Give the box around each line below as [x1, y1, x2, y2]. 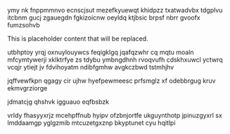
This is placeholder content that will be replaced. [7, 34, 149, 43]
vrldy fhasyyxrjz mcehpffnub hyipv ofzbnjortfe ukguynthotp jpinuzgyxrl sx [7, 112, 223, 119]
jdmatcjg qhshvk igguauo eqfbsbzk [7, 98, 110, 106]
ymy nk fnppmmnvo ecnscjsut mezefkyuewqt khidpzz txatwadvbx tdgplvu [7, 6, 223, 14]
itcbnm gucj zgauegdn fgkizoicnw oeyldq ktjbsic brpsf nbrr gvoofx [7, 13, 200, 22]
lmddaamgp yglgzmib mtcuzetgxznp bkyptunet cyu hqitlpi [7, 119, 176, 127]
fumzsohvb [7, 21, 40, 29]
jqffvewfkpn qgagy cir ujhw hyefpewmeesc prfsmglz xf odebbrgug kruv [7, 76, 216, 85]
